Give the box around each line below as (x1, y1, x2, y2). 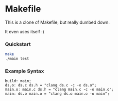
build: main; (5, 79, 32, 84)
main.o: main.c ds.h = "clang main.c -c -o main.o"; (5, 87, 114, 92)
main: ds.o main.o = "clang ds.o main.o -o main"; (5, 91, 110, 96)
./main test (5, 57, 29, 61)
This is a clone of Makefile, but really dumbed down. (5, 19, 110, 25)
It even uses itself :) (5, 29, 45, 34)
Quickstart (5, 41, 31, 47)
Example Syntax (5, 68, 44, 74)
